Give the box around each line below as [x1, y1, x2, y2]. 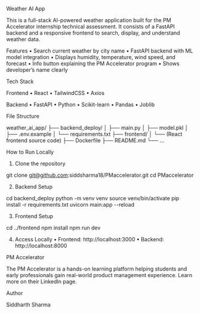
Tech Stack [6, 78, 34, 85]
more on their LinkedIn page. [6, 278, 78, 285]
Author [6, 290, 23, 296]
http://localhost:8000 [14, 242, 67, 249]
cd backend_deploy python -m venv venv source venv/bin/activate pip [6, 195, 180, 202]
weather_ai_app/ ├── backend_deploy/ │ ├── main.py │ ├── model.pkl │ [6, 124, 189, 131]
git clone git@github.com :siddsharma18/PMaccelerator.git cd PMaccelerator [6, 171, 194, 179]
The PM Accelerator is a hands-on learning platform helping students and [6, 265, 187, 272]
